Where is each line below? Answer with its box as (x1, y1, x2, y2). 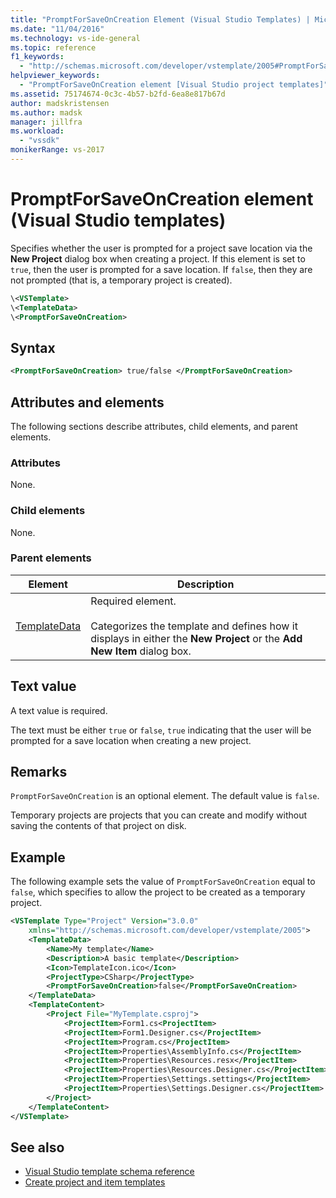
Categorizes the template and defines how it (90, 619, 298, 633)
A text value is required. (10, 704, 108, 716)
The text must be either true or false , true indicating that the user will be (10, 724, 312, 736)
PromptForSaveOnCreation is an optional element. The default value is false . (10, 790, 320, 802)
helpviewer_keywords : (10, 71, 101, 81)
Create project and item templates (24, 1176, 166, 1188)
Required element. (90, 594, 177, 608)
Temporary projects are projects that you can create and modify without (10, 809, 308, 821)
